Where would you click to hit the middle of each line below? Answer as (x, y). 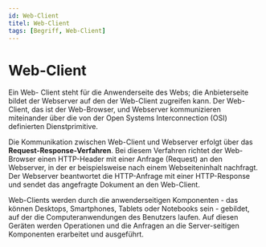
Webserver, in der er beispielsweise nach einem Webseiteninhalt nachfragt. (133, 168)
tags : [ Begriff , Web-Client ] (57, 30)
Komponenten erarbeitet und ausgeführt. (76, 234)
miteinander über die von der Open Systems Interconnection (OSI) (118, 118)
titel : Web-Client (39, 23)
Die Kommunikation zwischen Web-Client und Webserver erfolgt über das (131, 142)
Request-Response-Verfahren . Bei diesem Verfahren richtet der (116, 151)
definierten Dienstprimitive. (53, 127)
